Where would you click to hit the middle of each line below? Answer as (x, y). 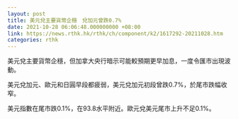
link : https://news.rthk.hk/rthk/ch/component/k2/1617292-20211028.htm (115, 33)
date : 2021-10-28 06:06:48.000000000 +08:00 (74, 27)
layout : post (27, 14)
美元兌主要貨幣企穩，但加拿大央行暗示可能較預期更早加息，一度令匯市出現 (116, 61)
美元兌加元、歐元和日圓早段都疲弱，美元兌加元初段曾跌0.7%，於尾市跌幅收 (117, 84)
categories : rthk (33, 40)
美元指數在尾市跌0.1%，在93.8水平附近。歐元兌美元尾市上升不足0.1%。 (111, 108)
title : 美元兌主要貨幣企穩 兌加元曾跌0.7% (64, 20)
